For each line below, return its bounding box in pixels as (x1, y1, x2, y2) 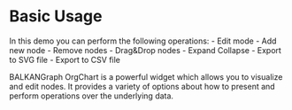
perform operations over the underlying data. (9, 90, 174, 101)
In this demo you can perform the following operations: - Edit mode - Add (9, 35, 277, 46)
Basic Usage (9, 6, 103, 27)
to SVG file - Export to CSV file (9, 54, 121, 65)
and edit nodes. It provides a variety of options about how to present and (9, 81, 276, 91)
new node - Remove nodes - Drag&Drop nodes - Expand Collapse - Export (9, 44, 281, 55)
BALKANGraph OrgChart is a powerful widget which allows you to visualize (9, 71, 283, 82)
